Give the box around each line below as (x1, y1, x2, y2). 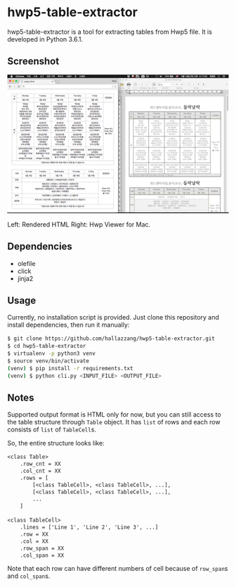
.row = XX (20, 531, 49, 538)
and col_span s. (7, 572, 51, 581)
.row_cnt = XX (20, 460, 61, 468)
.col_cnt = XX (20, 467, 61, 475)
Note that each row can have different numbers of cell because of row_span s (7, 564, 228, 573)
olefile (17, 259, 36, 267)
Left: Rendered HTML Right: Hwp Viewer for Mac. (7, 220, 151, 229)
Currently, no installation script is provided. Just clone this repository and (7, 313, 220, 322)
